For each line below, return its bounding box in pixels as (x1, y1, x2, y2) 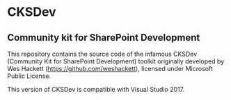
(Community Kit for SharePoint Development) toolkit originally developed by (7, 57, 225, 66)
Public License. (7, 72, 51, 80)
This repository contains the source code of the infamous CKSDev (7, 50, 198, 58)
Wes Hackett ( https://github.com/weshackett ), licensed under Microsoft (7, 65, 214, 72)
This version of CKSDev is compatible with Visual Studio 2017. (7, 86, 185, 93)
